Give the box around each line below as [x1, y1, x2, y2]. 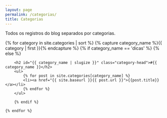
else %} [5, 50, 21, 56]
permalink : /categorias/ [5, 12, 57, 17]
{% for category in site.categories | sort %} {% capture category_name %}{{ [5, 40, 162, 46]
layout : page [5, 7, 32, 12]
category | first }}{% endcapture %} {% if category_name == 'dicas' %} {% [5, 45, 160, 51]
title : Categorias [5, 16, 43, 21]
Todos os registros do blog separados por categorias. [5, 30, 116, 36]
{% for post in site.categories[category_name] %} [23, 73, 131, 78]
